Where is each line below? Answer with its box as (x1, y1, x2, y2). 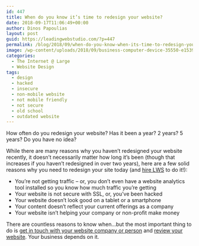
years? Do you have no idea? (6, 136, 77, 143)
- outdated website (11, 113, 60, 119)
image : (6, 47, 23, 53)
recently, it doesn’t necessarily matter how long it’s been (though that (6, 154, 175, 161)
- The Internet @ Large (11, 58, 70, 64)
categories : (6, 53, 36, 59)
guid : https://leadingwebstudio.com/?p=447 (6, 36, 115, 42)
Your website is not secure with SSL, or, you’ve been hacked (14, 190, 163, 197)
